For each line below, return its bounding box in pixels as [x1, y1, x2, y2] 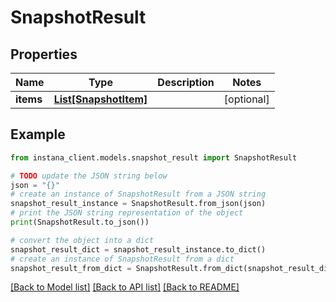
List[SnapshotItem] [53, 92, 148, 106]
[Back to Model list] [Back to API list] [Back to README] [10, 281, 240, 293]
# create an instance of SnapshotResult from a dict [10, 254, 235, 264]
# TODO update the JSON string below [10, 171, 168, 181]
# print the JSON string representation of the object [10, 208, 244, 218]
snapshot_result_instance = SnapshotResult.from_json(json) [10, 199, 267, 209]
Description [157, 76, 215, 89]
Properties [10, 46, 78, 63]
